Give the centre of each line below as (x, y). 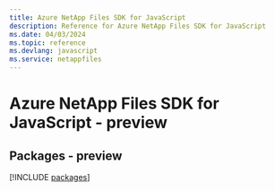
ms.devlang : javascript (54, 51)
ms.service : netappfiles (56, 59)
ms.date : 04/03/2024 (48, 34)
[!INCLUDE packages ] (50, 177)
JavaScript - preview (89, 123)
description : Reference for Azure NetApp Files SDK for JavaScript (138, 26)
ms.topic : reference (48, 43)
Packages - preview (66, 156)
